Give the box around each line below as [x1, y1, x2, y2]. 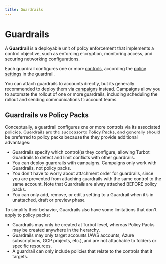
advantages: [5, 140, 31, 146]
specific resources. [12, 243, 52, 249]
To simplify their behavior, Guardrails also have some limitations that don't [5, 207, 157, 213]
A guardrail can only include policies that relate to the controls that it [12, 248, 153, 254]
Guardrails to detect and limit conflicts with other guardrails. [12, 155, 135, 161]
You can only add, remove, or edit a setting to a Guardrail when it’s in [12, 192, 154, 198]
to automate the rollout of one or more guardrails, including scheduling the [5, 91, 158, 97]
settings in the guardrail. [5, 71, 55, 77]
